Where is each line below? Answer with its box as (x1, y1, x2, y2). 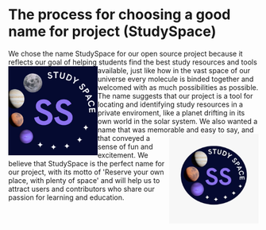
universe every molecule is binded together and (98, 74, 254, 84)
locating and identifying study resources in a (98, 99, 244, 109)
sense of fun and (98, 142, 153, 151)
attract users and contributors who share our (8, 184, 155, 193)
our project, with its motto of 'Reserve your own (8, 167, 164, 177)
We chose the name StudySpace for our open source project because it (8, 49, 244, 58)
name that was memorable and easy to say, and (98, 125, 254, 134)
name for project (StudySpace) (8, 22, 217, 41)
